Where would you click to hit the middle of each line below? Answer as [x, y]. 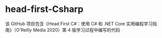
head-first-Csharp [44, 9]
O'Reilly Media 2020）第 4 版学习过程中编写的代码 [68, 30]
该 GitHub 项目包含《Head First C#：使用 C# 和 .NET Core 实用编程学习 [79, 23]
